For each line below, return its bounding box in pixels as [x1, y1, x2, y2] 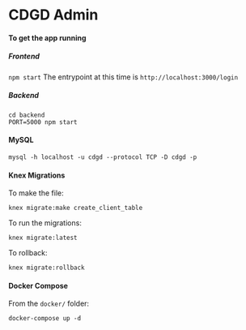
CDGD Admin [8, 6, 99, 24]
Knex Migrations [8, 170, 66, 180]
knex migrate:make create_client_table [8, 204, 143, 212]
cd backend [8, 111, 45, 119]
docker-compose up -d [8, 315, 82, 323]
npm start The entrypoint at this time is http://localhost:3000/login [8, 71, 239, 82]
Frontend [8, 51, 40, 62]
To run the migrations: [8, 218, 83, 228]
